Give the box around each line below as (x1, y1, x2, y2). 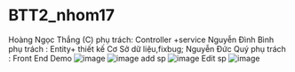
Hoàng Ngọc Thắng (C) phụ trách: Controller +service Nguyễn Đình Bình (8, 34, 275, 45)
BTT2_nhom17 (8, 5, 116, 25)
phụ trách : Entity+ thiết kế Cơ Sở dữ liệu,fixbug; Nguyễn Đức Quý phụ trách (8, 43, 286, 54)
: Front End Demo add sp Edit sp (8, 53, 227, 63)
